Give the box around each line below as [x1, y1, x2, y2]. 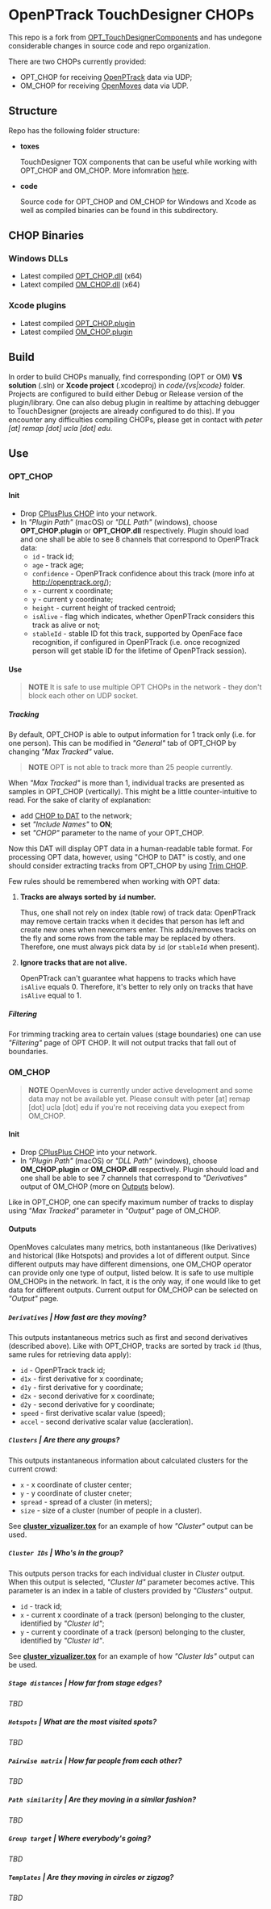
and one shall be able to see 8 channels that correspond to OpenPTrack [19, 534, 260, 544]
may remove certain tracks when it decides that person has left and [19, 916, 244, 926]
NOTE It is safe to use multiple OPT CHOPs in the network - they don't [27, 682, 262, 692]
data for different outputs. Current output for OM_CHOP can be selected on [8, 1285, 258, 1295]
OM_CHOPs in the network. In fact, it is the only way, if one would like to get [8, 1276, 261, 1286]
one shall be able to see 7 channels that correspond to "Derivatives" [19, 1173, 248, 1183]
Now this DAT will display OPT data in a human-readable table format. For [8, 844, 253, 853]
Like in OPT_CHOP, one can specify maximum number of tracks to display [8, 1197, 254, 1207]
